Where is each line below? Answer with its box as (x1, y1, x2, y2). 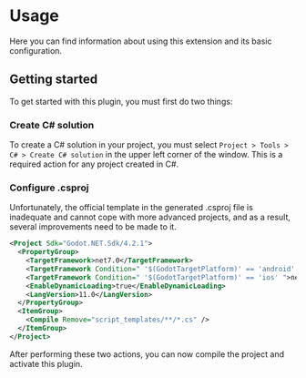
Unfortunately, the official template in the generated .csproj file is (9, 202, 253, 213)
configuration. (9, 45, 62, 56)
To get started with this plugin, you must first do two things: (9, 96, 233, 107)
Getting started (9, 72, 98, 87)
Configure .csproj (9, 181, 89, 194)
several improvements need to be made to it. (9, 221, 178, 232)
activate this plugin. (9, 358, 84, 369)
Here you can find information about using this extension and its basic (9, 36, 272, 46)
